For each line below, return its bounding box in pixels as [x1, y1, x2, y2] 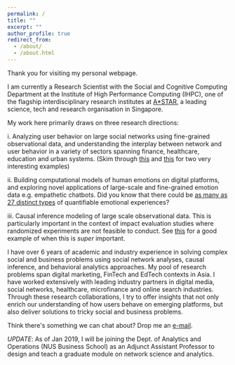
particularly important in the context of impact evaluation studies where [7, 219, 214, 227]
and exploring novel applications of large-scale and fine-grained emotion [7, 183, 219, 191]
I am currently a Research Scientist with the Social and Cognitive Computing [7, 82, 228, 91]
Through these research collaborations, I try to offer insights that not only [7, 293, 220, 301]
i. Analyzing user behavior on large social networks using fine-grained [7, 132, 210, 141]
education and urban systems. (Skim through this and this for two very [7, 154, 212, 162]
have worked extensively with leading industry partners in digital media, [7, 277, 215, 286]
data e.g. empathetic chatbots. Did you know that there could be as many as [7, 191, 228, 199]
